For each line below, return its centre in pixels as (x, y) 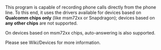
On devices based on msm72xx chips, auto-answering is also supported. (80, 33)
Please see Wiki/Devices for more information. (53, 42)
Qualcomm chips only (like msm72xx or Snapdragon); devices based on (80, 18)
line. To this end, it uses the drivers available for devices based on (73, 12)
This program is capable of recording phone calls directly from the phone (81, 7)
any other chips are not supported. (41, 23)
